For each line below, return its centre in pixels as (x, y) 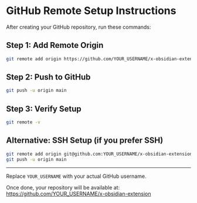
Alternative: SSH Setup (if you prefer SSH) (85, 141)
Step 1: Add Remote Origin (55, 45)
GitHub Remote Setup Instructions (91, 11)
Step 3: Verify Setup (44, 109)
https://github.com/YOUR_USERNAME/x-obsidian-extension (79, 194)
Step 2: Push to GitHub (48, 77)
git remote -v (23, 122)
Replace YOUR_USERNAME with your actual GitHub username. (76, 176)
